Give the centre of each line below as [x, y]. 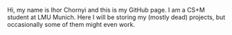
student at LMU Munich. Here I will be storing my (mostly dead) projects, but [116, 17]
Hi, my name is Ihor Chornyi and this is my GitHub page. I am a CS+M [106, 10]
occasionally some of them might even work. [71, 24]
